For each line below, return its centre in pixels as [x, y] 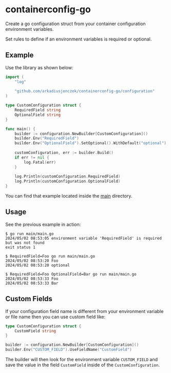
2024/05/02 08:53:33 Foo [32, 279]
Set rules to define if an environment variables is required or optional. [79, 39]
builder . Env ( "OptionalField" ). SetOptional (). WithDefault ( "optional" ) [91, 143]
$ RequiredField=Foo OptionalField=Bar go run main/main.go [71, 274]
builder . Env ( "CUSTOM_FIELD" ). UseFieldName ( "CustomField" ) [69, 350]
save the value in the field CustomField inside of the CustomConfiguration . [83, 365]
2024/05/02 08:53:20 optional [38, 265]
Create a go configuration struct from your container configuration [75, 24]
